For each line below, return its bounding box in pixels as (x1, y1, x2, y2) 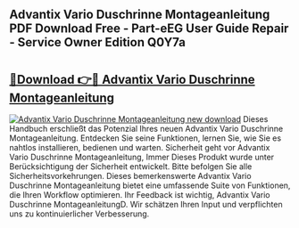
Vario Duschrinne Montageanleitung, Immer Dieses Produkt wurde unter (9, 151, 275, 162)
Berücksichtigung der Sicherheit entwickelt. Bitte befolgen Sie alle (9, 161, 253, 172)
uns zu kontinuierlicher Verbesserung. (9, 208, 150, 219)
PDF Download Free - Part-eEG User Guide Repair (9, 21, 289, 37)
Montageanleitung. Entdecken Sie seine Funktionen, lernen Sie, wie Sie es (9, 133, 282, 143)
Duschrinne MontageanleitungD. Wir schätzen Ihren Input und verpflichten (9, 199, 283, 209)
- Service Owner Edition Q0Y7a (9, 35, 186, 50)
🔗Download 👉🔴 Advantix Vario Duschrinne (9, 71, 256, 87)
